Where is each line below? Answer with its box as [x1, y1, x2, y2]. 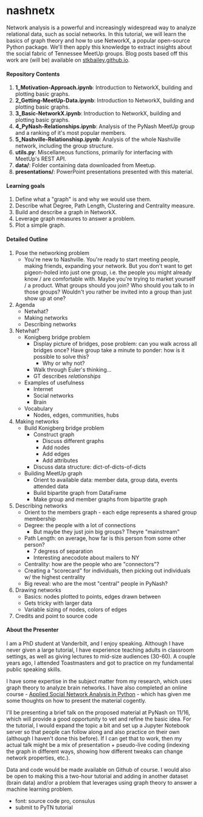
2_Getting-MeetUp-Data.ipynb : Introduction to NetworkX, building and [15, 97, 194, 104]
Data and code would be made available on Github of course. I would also [6, 766, 191, 773]
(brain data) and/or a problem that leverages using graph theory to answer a [6, 779, 198, 786]
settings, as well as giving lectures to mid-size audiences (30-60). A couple [6, 652, 196, 660]
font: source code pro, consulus [15, 797, 95, 804]
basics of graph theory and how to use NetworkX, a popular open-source [6, 37, 190, 44]
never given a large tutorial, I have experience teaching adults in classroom [6, 646, 194, 653]
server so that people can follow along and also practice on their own [6, 728, 180, 735]
